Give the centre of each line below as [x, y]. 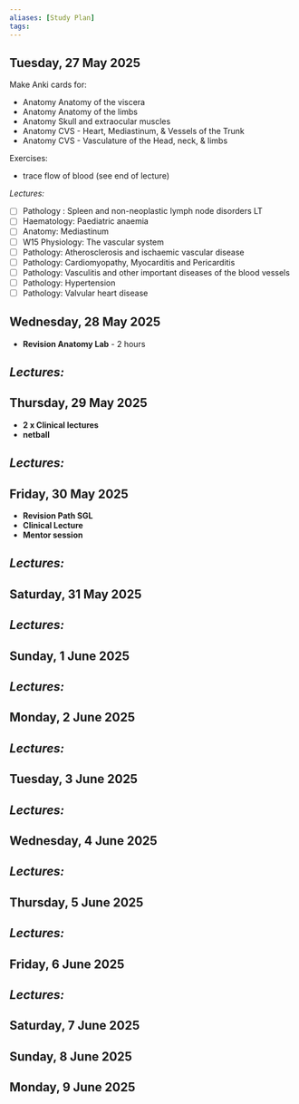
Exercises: [29, 159]
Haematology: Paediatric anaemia [86, 221]
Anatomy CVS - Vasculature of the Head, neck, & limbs [125, 140]
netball [36, 434]
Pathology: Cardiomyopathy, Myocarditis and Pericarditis [129, 262]
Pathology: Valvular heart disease [85, 293]
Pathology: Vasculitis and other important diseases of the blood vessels [156, 272]
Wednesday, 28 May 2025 [85, 322]
